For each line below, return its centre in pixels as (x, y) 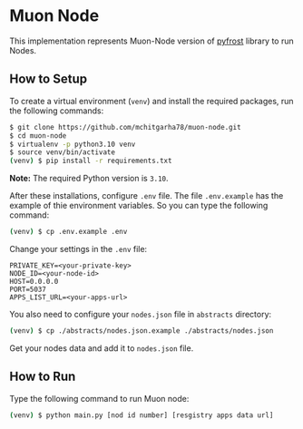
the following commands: (57, 111)
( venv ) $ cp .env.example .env (68, 232)
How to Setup (49, 79)
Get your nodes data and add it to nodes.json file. (102, 348)
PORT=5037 (28, 289)
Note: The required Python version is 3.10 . (89, 179)
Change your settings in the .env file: (78, 249)
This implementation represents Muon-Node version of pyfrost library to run (152, 41)
